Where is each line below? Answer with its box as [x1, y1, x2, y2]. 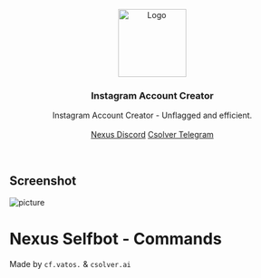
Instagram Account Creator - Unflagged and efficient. [52, 110, 253, 121]
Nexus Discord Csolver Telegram [90, 129, 215, 140]
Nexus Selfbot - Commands [9, 229, 222, 249]
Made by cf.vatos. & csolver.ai [9, 259, 131, 270]
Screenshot [9, 173, 77, 188]
